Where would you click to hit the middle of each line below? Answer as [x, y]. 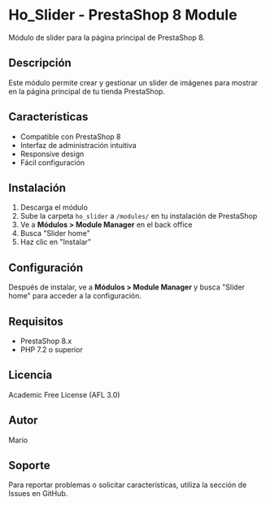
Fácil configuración [52, 162]
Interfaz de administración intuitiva [78, 145]
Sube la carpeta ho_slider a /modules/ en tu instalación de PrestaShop [139, 216]
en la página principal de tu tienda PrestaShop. [87, 91]
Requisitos [36, 322]
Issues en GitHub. [38, 494]
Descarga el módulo [54, 207]
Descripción [40, 63]
